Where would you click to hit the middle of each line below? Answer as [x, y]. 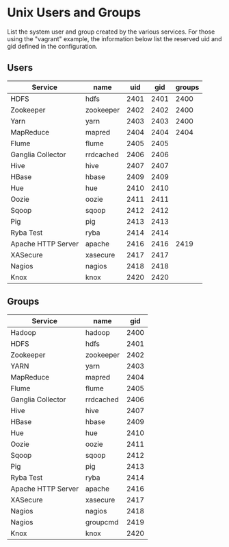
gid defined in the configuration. [52, 46]
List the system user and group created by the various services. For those [111, 32]
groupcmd [102, 522]
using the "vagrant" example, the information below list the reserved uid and [114, 38]
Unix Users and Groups [74, 13]
